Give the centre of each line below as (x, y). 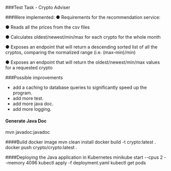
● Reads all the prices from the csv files (48, 27)
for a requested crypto (29, 68)
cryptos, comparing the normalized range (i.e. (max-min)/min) (71, 52)
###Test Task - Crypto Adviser (38, 7)
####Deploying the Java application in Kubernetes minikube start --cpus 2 (84, 157)
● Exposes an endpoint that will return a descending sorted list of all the (81, 47)
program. (22, 93)
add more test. (28, 98)
